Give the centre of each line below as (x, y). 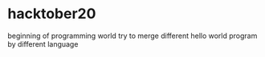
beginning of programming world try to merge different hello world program (132, 36)
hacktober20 (52, 14)
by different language (43, 44)
